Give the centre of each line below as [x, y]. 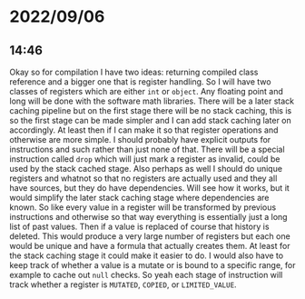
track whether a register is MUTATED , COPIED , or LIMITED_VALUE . [123, 284]
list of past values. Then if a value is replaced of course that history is [139, 226]
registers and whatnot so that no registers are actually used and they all [143, 178]
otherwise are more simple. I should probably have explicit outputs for [140, 140]
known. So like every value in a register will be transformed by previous [143, 207]
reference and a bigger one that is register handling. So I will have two [140, 82]
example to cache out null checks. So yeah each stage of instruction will [146, 275]
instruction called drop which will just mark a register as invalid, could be [145, 159]
